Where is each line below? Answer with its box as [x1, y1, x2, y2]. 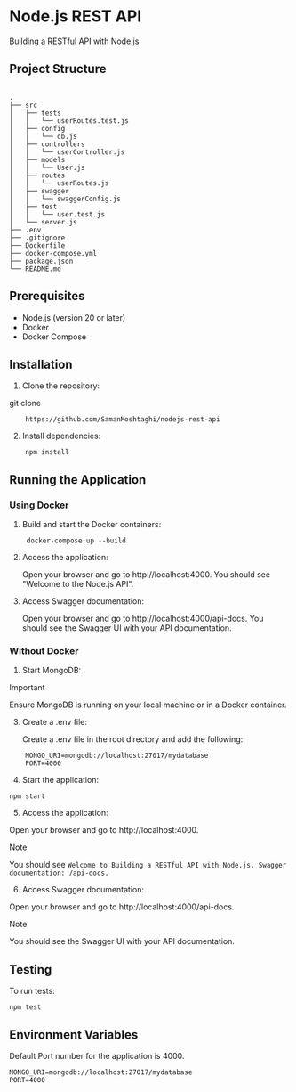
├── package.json [9, 257, 74, 265]
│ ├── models [9, 155, 66, 164]
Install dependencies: [21, 430, 101, 442]
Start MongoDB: [21, 665, 82, 676]
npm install [25, 448, 69, 457]
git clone [9, 398, 42, 409]
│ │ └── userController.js [9, 147, 125, 157]
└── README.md [9, 265, 62, 273]
